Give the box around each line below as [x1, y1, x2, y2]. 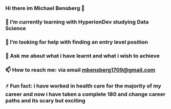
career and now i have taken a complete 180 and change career [5, 91, 166, 98]
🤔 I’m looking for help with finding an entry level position [5, 38, 148, 46]
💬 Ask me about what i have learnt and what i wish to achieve [5, 52, 160, 59]
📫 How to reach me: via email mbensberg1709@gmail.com [5, 66, 156, 73]
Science [5, 25, 27, 32]
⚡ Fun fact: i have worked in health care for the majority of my [5, 82, 161, 89]
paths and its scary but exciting [5, 97, 85, 104]
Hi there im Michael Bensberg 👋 [5, 5, 85, 12]
